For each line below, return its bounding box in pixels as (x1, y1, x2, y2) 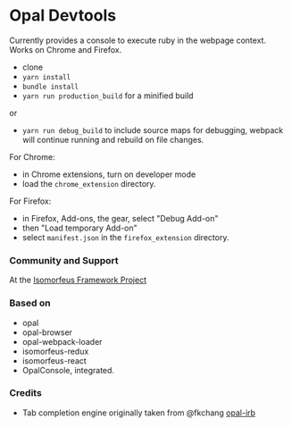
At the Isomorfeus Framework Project (9, 274, 147, 286)
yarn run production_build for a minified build (21, 90, 194, 101)
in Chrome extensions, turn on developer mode (21, 169, 196, 180)
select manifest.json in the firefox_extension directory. (21, 231, 229, 242)
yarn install (21, 72, 71, 81)
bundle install (21, 82, 79, 91)
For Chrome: (9, 151, 55, 162)
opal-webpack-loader (21, 336, 103, 347)
